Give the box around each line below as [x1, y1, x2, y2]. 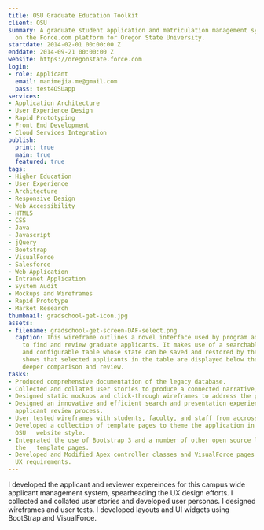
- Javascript [8, 232, 51, 239]
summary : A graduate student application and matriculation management [8, 26, 247, 34]
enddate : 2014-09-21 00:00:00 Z [8, 48, 114, 56]
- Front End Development [8, 121, 90, 129]
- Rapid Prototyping [8, 114, 76, 122]
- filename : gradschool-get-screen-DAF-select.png [8, 326, 178, 335]
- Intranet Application [8, 275, 86, 284]
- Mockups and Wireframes [8, 290, 93, 298]
